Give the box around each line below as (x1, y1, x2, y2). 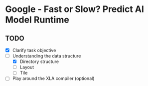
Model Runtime (5, 14, 70, 25)
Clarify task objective (12, 47, 56, 53)
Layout (19, 64, 34, 70)
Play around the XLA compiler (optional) (12, 75, 95, 81)
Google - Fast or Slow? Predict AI (5, 3, 145, 15)
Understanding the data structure (12, 53, 81, 59)
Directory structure (19, 58, 59, 64)
